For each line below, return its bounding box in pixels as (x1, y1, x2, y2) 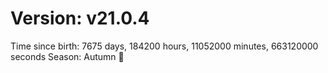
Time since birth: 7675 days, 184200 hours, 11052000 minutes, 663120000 (10, 40, 319, 52)
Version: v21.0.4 (10, 7, 150, 30)
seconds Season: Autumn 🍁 (10, 50, 125, 62)
